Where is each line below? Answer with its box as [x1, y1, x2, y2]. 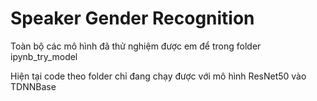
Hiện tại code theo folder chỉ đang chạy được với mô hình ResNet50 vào [10, 70, 307, 82]
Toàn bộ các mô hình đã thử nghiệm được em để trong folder [10, 40, 262, 52]
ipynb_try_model [10, 50, 78, 62]
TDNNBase [10, 80, 57, 92]
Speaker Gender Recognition [10, 7, 255, 30]
